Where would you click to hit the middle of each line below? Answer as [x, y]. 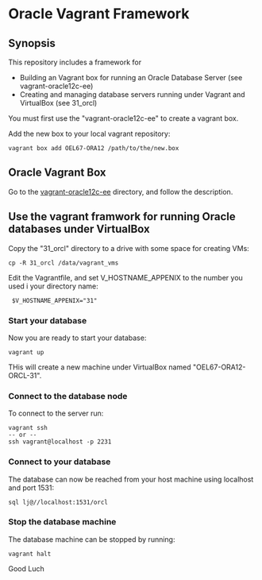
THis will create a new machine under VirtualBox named [100, 367]
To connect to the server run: [56, 413]
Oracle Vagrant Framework [99, 14]
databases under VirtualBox [79, 229]
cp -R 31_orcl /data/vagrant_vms [64, 263]
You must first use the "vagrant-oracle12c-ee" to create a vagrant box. [123, 118]
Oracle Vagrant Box [57, 173]
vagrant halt [30, 554]
